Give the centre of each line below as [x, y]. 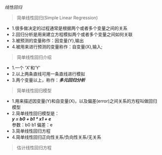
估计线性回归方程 [34, 148]
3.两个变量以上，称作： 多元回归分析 [48, 80]
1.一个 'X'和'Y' [26, 68]
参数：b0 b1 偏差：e [32, 125]
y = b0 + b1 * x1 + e [31, 119]
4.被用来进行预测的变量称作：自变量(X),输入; [57, 47]
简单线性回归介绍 [34, 57]
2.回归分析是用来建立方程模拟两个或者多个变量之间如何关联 [72, 34]
